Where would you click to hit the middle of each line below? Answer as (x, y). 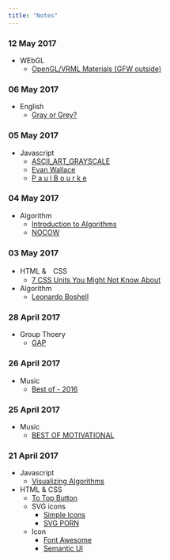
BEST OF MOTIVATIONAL (73, 435)
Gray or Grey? (54, 115)
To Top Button (54, 498)
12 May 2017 (32, 43)
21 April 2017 (34, 456)
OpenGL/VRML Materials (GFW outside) (96, 69)
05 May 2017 (34, 135)
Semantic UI (63, 549)
